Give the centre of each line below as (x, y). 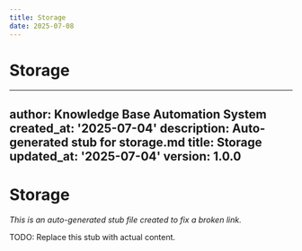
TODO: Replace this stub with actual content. (93, 237)
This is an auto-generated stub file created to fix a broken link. (125, 220)
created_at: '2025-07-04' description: (120, 128)
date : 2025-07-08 (42, 26)
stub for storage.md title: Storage (167, 142)
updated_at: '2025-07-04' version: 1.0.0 (125, 156)
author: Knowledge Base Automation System (138, 114)
